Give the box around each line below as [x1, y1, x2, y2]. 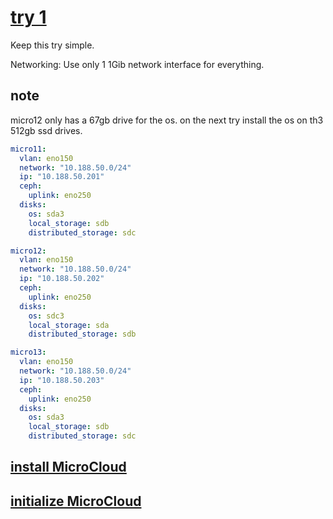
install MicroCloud [10, 459, 127, 476]
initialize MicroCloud [10, 492, 142, 510]
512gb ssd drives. [10, 124, 83, 136]
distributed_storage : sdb [28, 329, 137, 340]
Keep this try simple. [10, 39, 95, 51]
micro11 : [10, 144, 47, 154]
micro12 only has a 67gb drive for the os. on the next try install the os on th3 [10, 114, 324, 126]
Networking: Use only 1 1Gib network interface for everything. [10, 58, 265, 70]
